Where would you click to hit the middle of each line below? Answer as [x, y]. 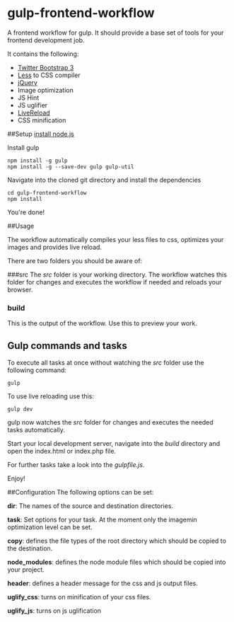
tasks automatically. [36, 430]
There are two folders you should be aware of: [75, 260]
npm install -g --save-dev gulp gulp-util [71, 167]
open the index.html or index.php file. [62, 451]
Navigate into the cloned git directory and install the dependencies [104, 180]
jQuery [27, 82]
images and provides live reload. [55, 247]
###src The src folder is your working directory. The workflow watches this [117, 275]
